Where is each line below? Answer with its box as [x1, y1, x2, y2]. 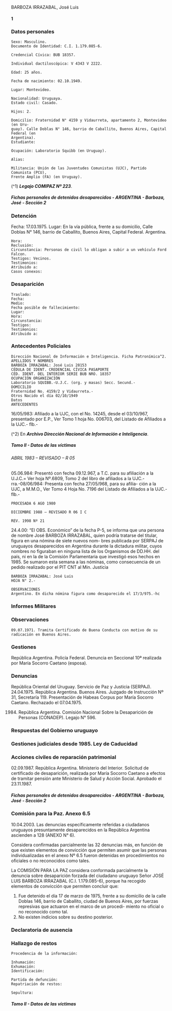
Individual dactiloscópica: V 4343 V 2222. [11, 61, 103, 66]
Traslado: [11, 292, 32, 297]
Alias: [11, 157, 25, 162]
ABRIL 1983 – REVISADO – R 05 [11, 455, 75, 461]
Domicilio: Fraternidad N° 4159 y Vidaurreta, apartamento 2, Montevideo [11, 118, 167, 123]
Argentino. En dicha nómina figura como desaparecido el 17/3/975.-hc [11, 591, 160, 597]
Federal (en [11, 130, 36, 136]
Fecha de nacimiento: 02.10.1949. [11, 78, 83, 84]
